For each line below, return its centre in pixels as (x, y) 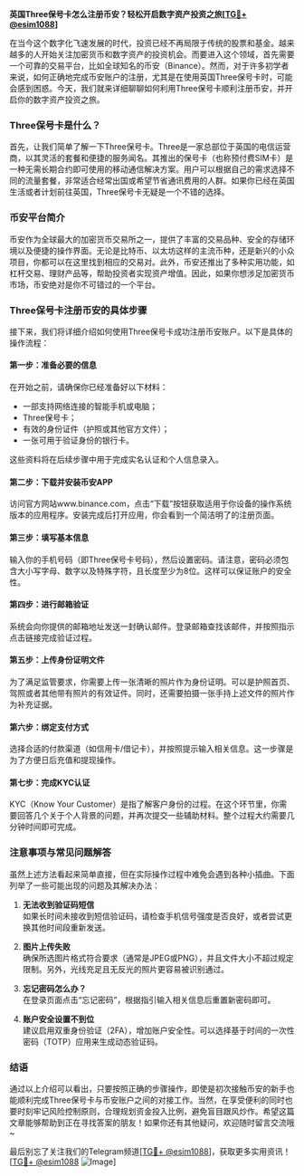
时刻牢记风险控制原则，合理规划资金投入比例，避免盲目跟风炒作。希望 (147, 1111)
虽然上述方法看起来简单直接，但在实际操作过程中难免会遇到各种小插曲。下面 (152, 874)
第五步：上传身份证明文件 (57, 660)
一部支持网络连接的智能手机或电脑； (90, 406)
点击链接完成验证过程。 (53, 637)
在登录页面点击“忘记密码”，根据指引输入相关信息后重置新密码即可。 (149, 999)
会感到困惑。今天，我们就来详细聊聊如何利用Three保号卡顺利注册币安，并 (147, 88)
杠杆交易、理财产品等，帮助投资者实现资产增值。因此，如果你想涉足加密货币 (152, 273)
